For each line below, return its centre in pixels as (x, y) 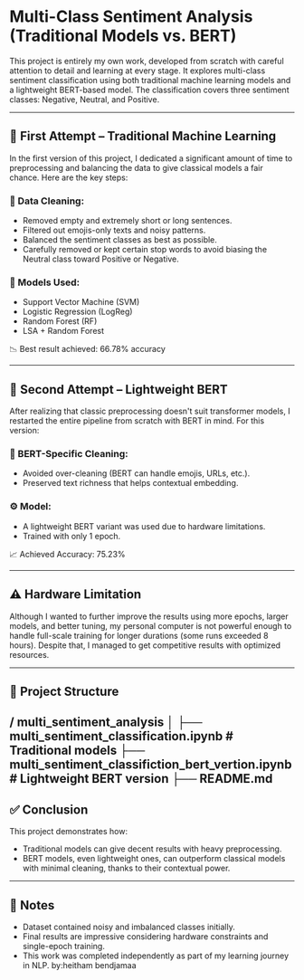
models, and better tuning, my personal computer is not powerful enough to (151, 625)
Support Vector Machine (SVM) (81, 302)
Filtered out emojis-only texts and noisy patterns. (114, 230)
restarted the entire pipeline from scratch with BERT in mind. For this (137, 421)
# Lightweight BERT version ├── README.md (141, 779)
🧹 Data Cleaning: (47, 201)
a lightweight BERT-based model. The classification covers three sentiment (149, 90)
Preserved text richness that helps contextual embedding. (130, 483)
